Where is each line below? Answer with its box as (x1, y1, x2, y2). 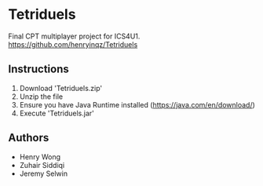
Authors (8, 131, 49, 144)
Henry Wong (19, 151, 61, 162)
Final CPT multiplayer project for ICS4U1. (8, 31, 141, 41)
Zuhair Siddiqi (19, 160, 65, 170)
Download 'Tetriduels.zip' (19, 83, 103, 93)
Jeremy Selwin (19, 169, 68, 178)
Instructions (8, 63, 69, 76)
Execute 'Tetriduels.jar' (19, 108, 94, 118)
